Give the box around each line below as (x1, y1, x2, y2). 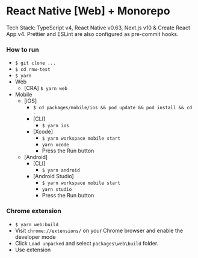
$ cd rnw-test (14, 67, 51, 73)
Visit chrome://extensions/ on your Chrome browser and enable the (14, 227, 184, 234)
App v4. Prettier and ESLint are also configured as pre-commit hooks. (6, 30, 179, 37)
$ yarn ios (42, 123, 69, 129)
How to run (6, 45, 39, 53)
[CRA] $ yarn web (23, 85, 68, 92)
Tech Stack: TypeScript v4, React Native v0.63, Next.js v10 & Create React (6, 24, 191, 31)
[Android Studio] (32, 173, 74, 180)
